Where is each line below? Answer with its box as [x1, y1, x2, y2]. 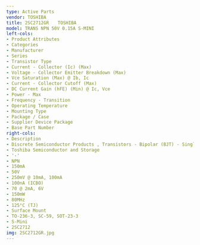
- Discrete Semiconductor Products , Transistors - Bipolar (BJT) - [6, 141, 180, 147]
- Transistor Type [6, 58, 52, 64]
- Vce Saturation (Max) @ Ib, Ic [6, 75, 89, 81]
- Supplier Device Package [6, 120, 73, 125]
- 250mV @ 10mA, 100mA [6, 175, 62, 181]
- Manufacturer [6, 48, 44, 54]
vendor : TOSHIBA [6, 14, 46, 20]
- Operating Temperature [6, 102, 68, 109]
